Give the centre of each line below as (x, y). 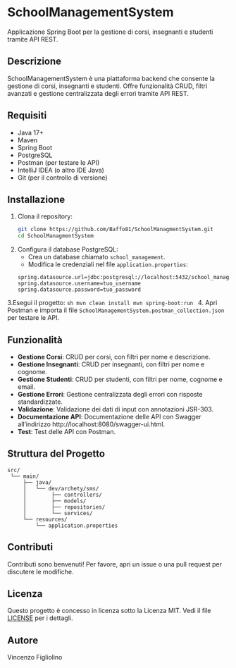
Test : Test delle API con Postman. (67, 431)
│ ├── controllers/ (62, 495)
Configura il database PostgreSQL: (68, 249)
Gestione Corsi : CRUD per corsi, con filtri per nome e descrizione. (114, 357)
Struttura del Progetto (56, 454)
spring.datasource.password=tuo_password (79, 290)
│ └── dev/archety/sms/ (61, 488)
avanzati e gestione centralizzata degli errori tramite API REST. (98, 93)
